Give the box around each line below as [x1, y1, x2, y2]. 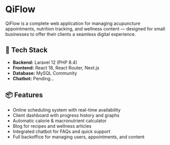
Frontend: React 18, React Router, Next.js [12, 64, 100, 70]
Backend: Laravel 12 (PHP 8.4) [12, 59, 77, 65]
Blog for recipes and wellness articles [12, 123, 92, 129]
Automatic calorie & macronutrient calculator [12, 118, 107, 124]
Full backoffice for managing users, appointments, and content [12, 133, 145, 140]
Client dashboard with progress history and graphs [12, 112, 120, 118]
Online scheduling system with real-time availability [12, 106, 121, 113]
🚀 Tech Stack [5, 46, 48, 54]
